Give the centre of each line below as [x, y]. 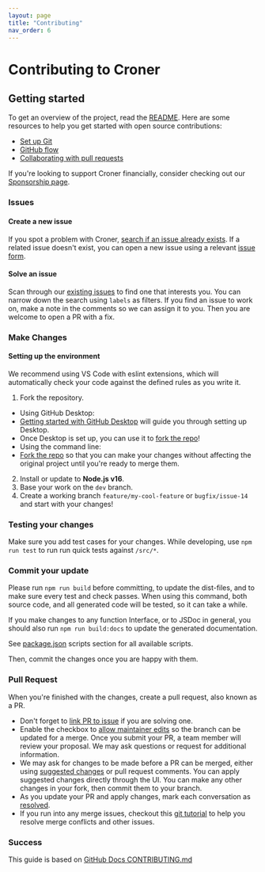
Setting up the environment [54, 356]
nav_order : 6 [30, 30]
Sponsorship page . [39, 182]
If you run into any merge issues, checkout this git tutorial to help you [132, 813]
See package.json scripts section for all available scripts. [101, 644]
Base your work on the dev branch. [76, 487]
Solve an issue [33, 274]
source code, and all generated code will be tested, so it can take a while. [128, 605]
